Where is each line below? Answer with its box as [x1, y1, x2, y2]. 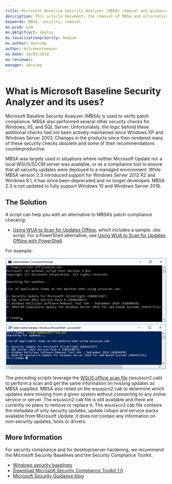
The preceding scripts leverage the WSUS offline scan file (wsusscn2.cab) [5, 375, 163, 381]
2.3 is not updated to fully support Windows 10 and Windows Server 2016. [5, 183, 162, 189]
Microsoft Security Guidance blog [12, 473, 84, 479]
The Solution [5, 198, 47, 206]
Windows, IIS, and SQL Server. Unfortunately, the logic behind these [5, 124, 149, 130]
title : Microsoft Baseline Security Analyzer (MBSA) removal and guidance [5, 8, 168, 13]
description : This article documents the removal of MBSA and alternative [5, 13, 168, 19]
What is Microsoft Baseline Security [5, 85, 161, 97]
